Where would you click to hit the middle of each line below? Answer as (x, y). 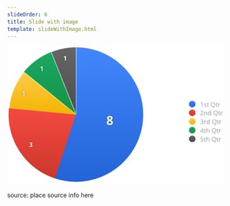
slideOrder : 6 (28, 14)
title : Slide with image (43, 22)
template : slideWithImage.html (52, 29)
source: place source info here (51, 195)
